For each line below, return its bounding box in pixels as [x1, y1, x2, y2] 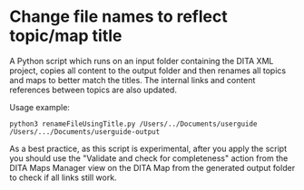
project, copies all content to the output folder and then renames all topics [9, 65, 287, 76]
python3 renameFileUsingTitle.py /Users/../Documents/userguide [9, 119, 258, 128]
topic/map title [9, 25, 123, 46]
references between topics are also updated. [9, 84, 177, 95]
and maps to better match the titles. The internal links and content [9, 74, 256, 85]
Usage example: [9, 101, 71, 112]
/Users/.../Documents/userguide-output [9, 127, 161, 137]
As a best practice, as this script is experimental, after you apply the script [9, 143, 288, 154]
